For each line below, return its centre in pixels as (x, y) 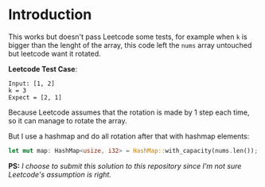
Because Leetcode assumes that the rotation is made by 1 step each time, (129, 112)
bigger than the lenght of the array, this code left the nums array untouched (130, 45)
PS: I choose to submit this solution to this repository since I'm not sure (125, 166)
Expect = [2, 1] (35, 97)
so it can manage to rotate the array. (68, 120)
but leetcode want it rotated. (55, 53)
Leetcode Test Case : (43, 68)
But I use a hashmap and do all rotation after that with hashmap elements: (129, 136)
